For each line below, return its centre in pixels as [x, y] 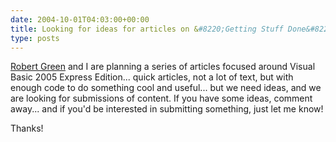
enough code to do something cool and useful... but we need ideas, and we [166, 88]
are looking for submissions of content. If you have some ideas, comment [161, 98]
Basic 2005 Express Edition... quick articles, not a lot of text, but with [152, 77]
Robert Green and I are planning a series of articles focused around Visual [163, 67]
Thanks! [27, 128]
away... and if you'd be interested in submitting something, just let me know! [167, 109]
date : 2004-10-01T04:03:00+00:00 [80, 19]
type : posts [35, 38]
